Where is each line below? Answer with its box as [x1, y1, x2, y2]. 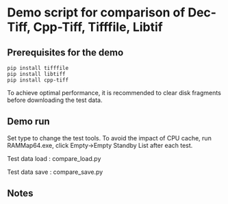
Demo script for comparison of [7, 5, 186, 21]
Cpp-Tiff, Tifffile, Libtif [33, 19, 163, 35]
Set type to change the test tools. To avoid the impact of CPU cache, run [7, 133, 212, 142]
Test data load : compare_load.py [7, 154, 101, 162]
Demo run [7, 116, 50, 127]
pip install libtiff [7, 71, 66, 77]
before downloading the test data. [7, 96, 103, 104]
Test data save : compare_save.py [7, 168, 103, 176]
